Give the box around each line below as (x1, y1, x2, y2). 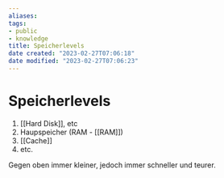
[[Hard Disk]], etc (19, 118, 78, 128)
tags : (8, 19, 27, 28)
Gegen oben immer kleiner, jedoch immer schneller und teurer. (8, 159, 216, 170)
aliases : (8, 11, 38, 20)
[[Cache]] (19, 135, 52, 146)
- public (8, 27, 38, 35)
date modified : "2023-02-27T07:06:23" (8, 57, 139, 66)
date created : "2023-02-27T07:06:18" (8, 49, 135, 57)
